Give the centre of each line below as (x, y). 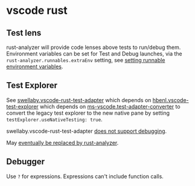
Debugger (26, 162)
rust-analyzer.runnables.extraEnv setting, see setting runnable (86, 60)
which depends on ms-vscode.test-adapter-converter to (110, 106)
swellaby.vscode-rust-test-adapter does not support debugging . (87, 131)
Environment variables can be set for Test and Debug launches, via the (94, 54)
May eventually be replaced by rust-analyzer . (62, 143)
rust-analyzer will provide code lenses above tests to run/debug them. (94, 47)
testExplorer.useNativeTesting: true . (54, 119)
